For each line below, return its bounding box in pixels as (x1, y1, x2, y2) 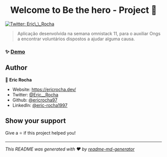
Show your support (5, 117, 66, 125)
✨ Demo (5, 48, 25, 55)
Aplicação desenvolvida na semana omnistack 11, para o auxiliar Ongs (17, 30, 161, 36)
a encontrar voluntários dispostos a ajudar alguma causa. (17, 36, 135, 42)
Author (5, 64, 27, 72)
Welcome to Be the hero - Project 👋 (10, 4, 157, 16)
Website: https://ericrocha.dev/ (12, 86, 76, 92)
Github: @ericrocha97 (12, 97, 58, 103)
